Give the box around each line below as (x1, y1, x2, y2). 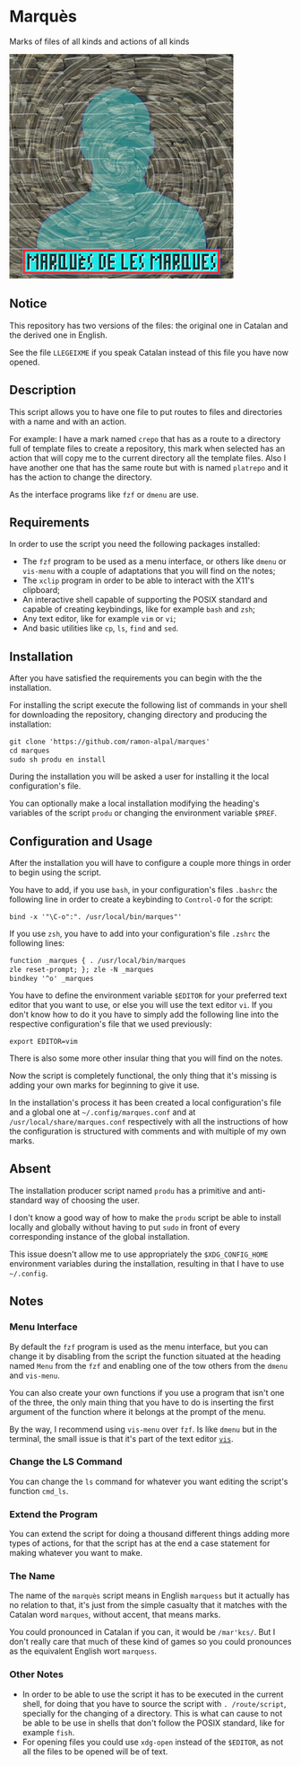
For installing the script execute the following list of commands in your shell (9, 700, 288, 711)
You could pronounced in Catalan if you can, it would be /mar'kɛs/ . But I (9, 1627, 276, 1638)
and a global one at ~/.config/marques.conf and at (9, 1107, 196, 1117)
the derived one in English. (9, 330, 107, 340)
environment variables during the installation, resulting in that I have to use (9, 1258, 285, 1268)
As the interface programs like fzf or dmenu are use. (9, 489, 199, 499)
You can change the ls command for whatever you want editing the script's (9, 1476, 288, 1487)
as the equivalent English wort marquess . (9, 1646, 158, 1656)
